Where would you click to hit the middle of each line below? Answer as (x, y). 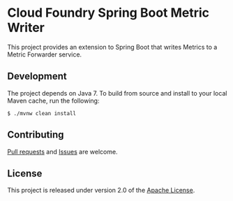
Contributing (36, 135)
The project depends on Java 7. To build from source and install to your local (117, 93)
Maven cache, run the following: (53, 100)
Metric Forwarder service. (45, 54)
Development (37, 76)
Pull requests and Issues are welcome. (62, 151)
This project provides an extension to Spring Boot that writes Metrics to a (112, 47)
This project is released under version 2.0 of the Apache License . (101, 191)
